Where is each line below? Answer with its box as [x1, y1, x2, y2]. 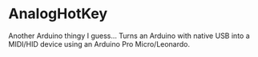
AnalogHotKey [8, 5, 108, 23]
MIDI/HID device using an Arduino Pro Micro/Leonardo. [8, 39, 191, 48]
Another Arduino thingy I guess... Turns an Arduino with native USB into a [8, 31, 250, 40]
